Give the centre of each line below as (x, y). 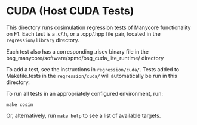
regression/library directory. (43, 40)
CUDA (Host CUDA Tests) (70, 11)
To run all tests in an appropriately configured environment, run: (84, 93)
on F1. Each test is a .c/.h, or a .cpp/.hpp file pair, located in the (84, 33)
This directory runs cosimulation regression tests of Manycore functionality (98, 27)
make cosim (20, 104)
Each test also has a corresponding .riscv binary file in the (78, 51)
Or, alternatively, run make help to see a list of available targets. (84, 115)
